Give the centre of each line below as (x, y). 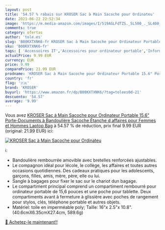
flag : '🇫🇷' (17, 83)
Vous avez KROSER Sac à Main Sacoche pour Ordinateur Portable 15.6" (77, 115)
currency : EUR (20, 60)
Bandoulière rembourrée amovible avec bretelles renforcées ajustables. (84, 160)
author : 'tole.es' (24, 37)
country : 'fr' (20, 78)
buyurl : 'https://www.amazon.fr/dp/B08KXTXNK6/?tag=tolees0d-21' (73, 92)
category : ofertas (24, 33)
